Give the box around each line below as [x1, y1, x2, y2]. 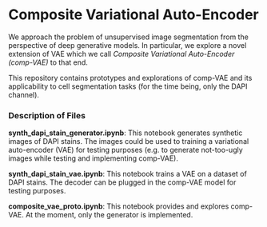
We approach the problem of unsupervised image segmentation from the [8, 32, 249, 42]
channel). [8, 90, 40, 99]
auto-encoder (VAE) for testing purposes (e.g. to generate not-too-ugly [8, 145, 244, 155]
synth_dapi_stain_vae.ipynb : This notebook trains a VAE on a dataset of [8, 169, 248, 179]
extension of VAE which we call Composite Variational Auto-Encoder [8, 49, 235, 58]
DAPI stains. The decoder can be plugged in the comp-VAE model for [8, 177, 237, 187]
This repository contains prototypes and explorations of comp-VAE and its [8, 73, 253, 82]
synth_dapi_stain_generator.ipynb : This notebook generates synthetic [8, 128, 243, 137]
